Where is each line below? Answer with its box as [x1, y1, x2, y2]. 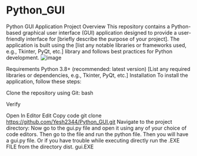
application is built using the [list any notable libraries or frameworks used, [6, 42, 187, 49]
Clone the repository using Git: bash [6, 89, 94, 96]
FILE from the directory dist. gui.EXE [6, 143, 94, 150]
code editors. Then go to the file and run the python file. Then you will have [6, 130, 189, 138]
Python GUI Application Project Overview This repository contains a [6, 23, 171, 30]
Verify [6, 100, 21, 107]
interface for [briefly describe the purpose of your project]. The [26, 35, 180, 42]
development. [6, 54, 39, 61]
